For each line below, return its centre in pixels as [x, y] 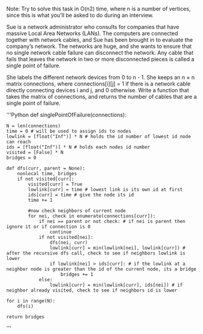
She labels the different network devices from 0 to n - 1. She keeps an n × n [101, 77]
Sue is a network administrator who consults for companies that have [93, 27]
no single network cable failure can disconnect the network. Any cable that [100, 53]
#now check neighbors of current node [77, 211]
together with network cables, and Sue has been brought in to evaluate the [100, 40]
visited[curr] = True [55, 184]
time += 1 [40, 200]
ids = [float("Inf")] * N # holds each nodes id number [78, 147]
